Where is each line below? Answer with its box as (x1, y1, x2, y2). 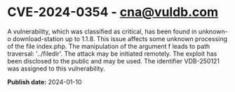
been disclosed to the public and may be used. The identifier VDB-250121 (7, 56, 220, 65)
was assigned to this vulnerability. (7, 64, 105, 72)
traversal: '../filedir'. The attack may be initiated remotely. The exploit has (7, 49, 217, 58)
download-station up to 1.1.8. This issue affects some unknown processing (13, 34, 228, 43)
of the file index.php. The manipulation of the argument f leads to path (7, 42, 210, 50)
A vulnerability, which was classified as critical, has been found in (7, 27, 197, 36)
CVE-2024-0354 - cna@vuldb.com (7, 4, 219, 20)
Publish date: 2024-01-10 (7, 77, 82, 86)
